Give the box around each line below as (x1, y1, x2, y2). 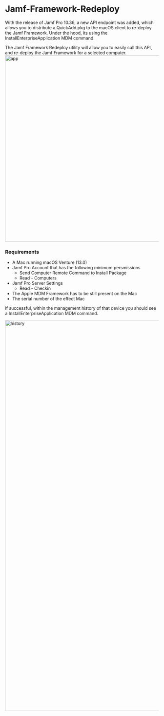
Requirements (5, 248, 40, 255)
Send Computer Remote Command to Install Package (19, 270, 127, 276)
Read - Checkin (19, 285, 51, 291)
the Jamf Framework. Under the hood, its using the (5, 30, 108, 36)
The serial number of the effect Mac (12, 296, 85, 302)
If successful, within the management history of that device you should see (5, 305, 156, 311)
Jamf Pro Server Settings (12, 280, 63, 286)
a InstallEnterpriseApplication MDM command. (5, 311, 99, 317)
